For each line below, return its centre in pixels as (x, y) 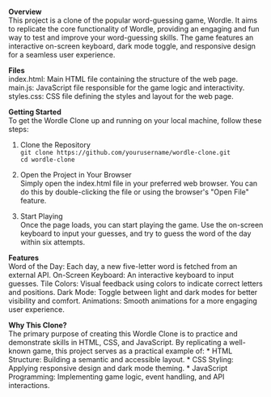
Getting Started (35, 112)
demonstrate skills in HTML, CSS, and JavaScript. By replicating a (118, 342)
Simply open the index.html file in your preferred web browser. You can (139, 183)
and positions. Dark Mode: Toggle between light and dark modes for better (133, 292)
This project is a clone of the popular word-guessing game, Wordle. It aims (133, 20)
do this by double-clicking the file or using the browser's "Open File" (134, 192)
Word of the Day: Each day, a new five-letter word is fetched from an (123, 266)
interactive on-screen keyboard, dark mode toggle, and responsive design (132, 46)
